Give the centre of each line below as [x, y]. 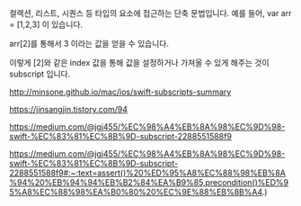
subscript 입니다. [40, 74]
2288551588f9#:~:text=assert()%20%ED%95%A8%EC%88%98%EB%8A [147, 173]
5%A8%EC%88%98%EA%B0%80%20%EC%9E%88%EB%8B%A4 [136, 192]
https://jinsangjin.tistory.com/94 [69, 109]
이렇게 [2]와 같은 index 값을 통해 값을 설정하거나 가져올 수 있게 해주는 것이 [139, 63]
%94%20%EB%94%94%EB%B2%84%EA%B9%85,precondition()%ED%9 [149, 182]
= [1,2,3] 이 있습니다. [46, 24]
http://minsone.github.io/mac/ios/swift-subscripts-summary [120, 92]
